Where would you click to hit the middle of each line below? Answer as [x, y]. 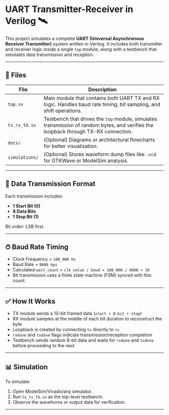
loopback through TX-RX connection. [88, 131]
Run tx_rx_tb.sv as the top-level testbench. [58, 397]
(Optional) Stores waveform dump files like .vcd [100, 154]
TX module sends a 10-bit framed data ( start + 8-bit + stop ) [77, 313]
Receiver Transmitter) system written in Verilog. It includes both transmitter [84, 43]
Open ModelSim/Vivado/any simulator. [52, 391]
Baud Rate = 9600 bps [35, 264]
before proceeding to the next [44, 346]
